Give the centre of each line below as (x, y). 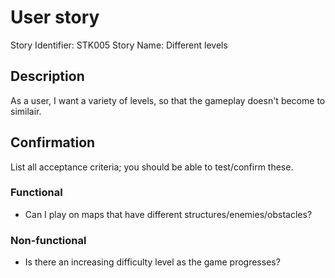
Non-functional (48, 240)
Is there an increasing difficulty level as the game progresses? (152, 262)
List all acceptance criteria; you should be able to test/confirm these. (152, 167)
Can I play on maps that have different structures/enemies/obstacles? (168, 214)
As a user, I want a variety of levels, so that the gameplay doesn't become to (168, 100)
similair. (26, 111)
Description (47, 76)
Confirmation (53, 142)
